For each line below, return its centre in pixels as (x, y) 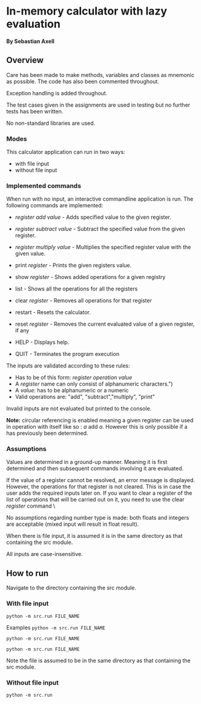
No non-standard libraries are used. (51, 123)
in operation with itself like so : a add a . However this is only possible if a (97, 427)
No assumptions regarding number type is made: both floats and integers (98, 518)
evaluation (33, 24)
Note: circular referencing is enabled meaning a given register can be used (100, 420)
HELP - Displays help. (42, 342)
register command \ (31, 506)
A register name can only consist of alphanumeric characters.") (94, 384)
